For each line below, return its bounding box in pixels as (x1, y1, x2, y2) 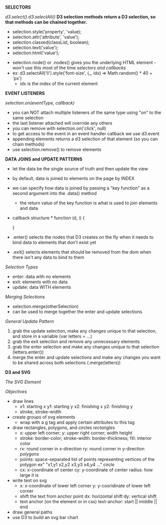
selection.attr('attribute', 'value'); (12, 34, 80, 40)
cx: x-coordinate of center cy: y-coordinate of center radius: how (19, 467, 153, 473)
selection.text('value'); (12, 45, 59, 50)
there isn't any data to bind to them (12, 255, 84, 260)
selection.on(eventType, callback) (5, 100, 75, 106)
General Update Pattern (5, 318, 54, 324)
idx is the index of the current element (19, 81, 98, 87)
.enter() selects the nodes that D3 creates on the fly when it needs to (12, 234, 154, 240)
